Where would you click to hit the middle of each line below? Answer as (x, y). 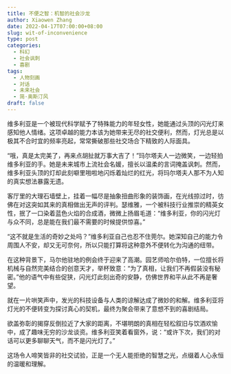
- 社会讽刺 (27, 59)
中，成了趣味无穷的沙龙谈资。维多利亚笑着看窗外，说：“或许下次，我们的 (111, 332)
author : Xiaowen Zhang (40, 20)
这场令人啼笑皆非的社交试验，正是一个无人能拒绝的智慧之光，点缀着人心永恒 (115, 355)
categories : (24, 45)
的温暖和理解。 (28, 364)
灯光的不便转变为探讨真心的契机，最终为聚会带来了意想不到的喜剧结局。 (109, 309)
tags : (15, 71)
